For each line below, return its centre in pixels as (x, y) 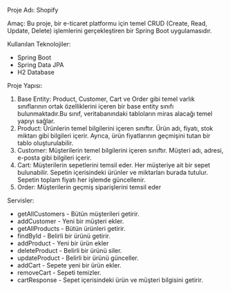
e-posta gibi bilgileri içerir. (54, 158)
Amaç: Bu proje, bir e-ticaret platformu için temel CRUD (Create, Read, (107, 23)
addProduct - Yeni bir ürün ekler (63, 243)
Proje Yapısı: (25, 85)
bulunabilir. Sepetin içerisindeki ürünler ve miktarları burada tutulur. (113, 172)
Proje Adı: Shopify (33, 10)
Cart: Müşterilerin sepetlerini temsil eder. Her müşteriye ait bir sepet (114, 165)
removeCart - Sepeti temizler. (59, 273)
